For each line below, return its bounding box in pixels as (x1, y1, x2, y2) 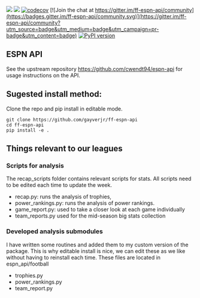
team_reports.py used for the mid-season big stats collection (14, 212, 166, 219)
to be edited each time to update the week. (6, 181, 113, 189)
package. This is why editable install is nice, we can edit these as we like (6, 247, 186, 255)
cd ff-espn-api (6, 122, 44, 128)
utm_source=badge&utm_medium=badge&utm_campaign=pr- (6, 26, 159, 32)
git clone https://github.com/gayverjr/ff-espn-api (6, 117, 138, 123)
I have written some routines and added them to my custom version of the (6, 241, 189, 248)
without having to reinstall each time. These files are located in (6, 254, 160, 261)
